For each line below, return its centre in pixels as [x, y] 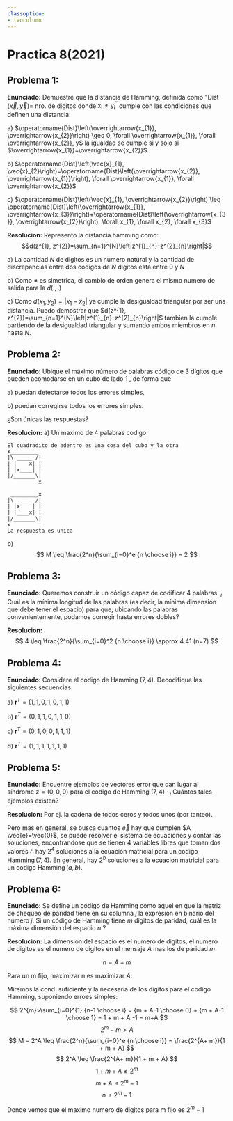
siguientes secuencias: [40, 687]
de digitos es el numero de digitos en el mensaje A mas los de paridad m [111, 949]
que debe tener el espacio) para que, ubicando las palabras [93, 609]
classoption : [26, 14]
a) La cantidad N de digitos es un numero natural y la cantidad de [101, 259]
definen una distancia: [39, 114]
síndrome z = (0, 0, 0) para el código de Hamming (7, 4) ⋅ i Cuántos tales [110, 793]
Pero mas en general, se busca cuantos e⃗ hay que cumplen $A [99, 828]
